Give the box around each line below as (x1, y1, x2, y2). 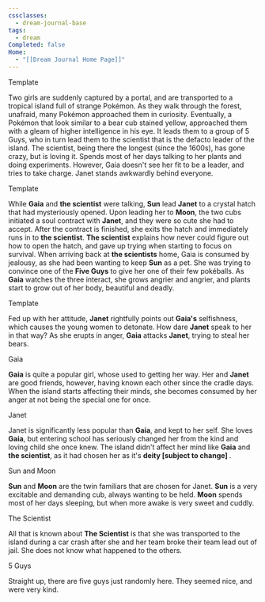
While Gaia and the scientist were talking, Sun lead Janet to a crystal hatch (8, 199, 256, 208)
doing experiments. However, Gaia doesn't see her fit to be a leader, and (8, 160, 244, 169)
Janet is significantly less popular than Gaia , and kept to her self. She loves (8, 425, 253, 435)
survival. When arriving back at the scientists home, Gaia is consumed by (8, 249, 250, 259)
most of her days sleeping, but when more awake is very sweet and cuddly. (8, 498, 255, 507)
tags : (8, 26, 26, 34)
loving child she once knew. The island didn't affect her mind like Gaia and (8, 442, 251, 452)
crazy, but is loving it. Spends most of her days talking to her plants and (8, 151, 242, 161)
